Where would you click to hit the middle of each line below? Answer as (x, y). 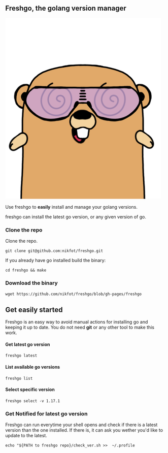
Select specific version (30, 390)
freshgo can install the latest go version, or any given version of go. (76, 217)
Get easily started (34, 310)
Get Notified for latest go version (46, 413)
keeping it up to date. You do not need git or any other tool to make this (80, 328)
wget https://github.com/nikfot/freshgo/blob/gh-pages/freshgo (74, 294)
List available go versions (32, 367)
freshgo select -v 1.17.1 (32, 401)
